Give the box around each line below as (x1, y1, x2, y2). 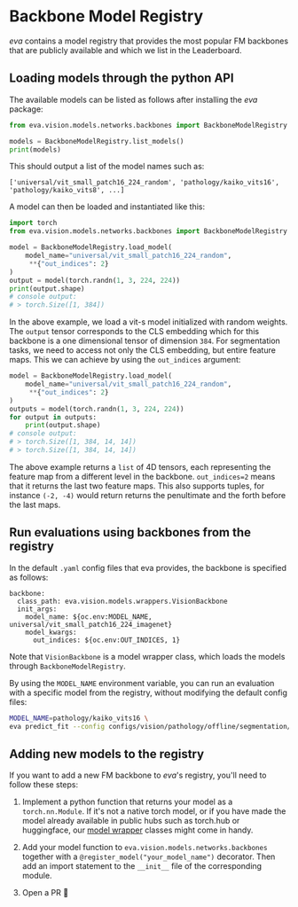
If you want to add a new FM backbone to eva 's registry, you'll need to (9, 770, 267, 781)
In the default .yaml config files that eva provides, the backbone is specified (9, 562, 286, 573)
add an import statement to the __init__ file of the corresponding (21, 861, 263, 872)
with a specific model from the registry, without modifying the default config (9, 687, 288, 698)
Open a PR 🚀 (21, 887, 69, 898)
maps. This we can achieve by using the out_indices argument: (9, 355, 241, 365)
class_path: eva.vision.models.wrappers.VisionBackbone (17, 597, 228, 606)
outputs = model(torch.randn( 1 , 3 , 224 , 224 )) (9, 404, 184, 413)
